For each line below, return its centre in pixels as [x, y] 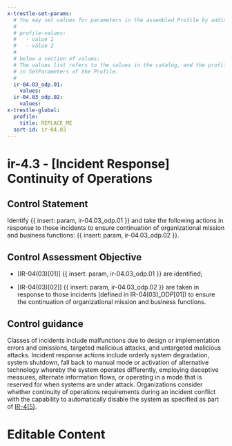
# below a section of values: [57, 59]
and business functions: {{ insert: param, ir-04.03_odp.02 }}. [93, 235]
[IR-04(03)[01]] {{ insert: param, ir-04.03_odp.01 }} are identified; [110, 274]
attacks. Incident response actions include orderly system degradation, [108, 355]
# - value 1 [33, 39]
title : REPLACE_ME [46, 123]
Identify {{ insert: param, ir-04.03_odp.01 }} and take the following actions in [115, 221]
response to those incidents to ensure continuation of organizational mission [116, 228]
